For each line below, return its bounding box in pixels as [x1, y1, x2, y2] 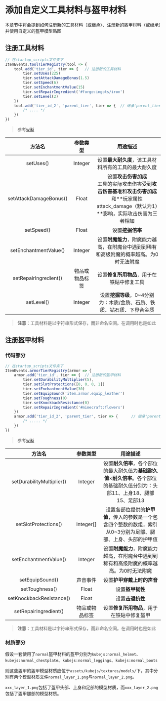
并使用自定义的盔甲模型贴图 [5, 28, 62, 34]
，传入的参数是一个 [108, 513, 153, 520]
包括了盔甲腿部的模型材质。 [5, 691, 62, 697]
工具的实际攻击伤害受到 [97, 181, 152, 187]
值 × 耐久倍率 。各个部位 [104, 475, 157, 482]
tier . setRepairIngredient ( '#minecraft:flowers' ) [23, 405, 125, 410]
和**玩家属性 [111, 196, 143, 202]
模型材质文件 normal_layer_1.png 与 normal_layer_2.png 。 [22, 674, 137, 680]
